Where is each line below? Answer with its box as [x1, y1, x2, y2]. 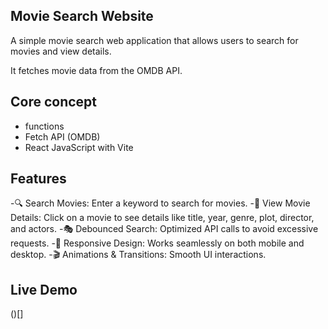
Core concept [10, 94, 98, 111]
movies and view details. [10, 45, 112, 57]
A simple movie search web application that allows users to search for [10, 34, 299, 46]
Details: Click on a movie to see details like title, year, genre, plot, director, [10, 212, 315, 224]
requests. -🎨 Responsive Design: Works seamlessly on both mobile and [10, 237, 305, 249]
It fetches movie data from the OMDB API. [10, 64, 183, 76]
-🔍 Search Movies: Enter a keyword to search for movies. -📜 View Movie [10, 197, 311, 209]
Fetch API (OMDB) [24, 130, 101, 143]
